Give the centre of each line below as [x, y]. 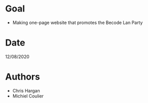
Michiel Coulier [28, 96]
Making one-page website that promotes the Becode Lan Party [78, 22]
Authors [23, 77]
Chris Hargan [26, 90]
